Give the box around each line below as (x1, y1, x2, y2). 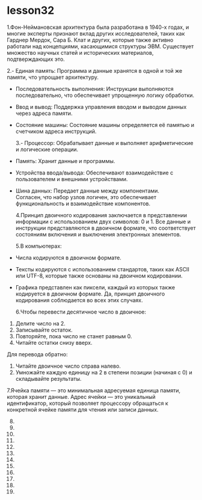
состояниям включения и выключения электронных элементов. (15, 230, 182, 238)
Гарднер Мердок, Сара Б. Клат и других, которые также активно (7, 36, 174, 43)
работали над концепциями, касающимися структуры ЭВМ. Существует (7, 43, 194, 50)
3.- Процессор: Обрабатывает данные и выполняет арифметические (15, 139, 194, 146)
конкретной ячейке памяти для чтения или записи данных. (7, 406, 159, 413)
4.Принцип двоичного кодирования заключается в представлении (15, 211, 187, 218)
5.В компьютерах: (15, 242, 62, 250)
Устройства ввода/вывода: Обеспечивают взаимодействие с (15, 169, 174, 176)
